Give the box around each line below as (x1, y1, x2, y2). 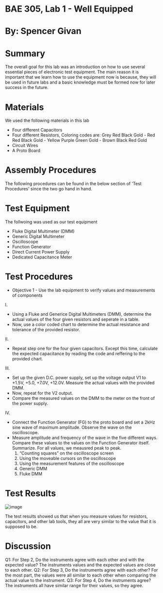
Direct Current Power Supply (12, 249, 70, 255)
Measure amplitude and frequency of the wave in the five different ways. (12, 435, 158, 441)
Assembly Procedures (5, 165, 97, 176)
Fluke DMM (19, 471, 43, 477)
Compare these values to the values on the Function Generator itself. (12, 440, 150, 446)
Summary (5, 48, 45, 59)
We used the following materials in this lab (5, 118, 90, 123)
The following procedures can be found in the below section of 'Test (5, 181, 142, 186)
